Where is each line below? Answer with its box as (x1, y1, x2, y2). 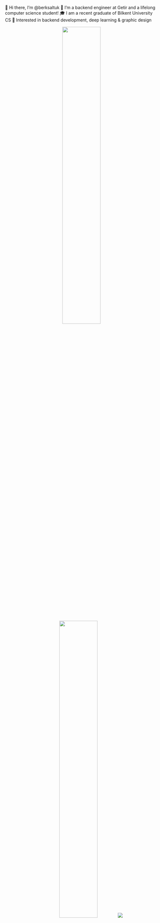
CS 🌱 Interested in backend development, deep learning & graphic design (5, 17, 152, 23)
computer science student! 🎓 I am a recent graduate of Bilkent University (5, 10, 153, 16)
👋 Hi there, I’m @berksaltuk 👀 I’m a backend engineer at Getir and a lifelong (5, 5, 156, 10)
